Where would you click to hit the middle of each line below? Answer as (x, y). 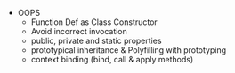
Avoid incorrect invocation (79, 31)
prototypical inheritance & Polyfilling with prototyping (129, 50)
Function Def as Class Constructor (94, 22)
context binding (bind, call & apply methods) (112, 59)
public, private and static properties (96, 40)
